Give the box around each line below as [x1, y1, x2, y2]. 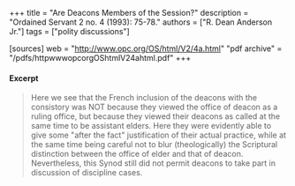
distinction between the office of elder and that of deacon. [30, 149, 244, 160]
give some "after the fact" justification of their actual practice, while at [30, 130, 287, 140]
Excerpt [9, 72, 39, 83]
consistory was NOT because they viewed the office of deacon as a [30, 101, 278, 113]
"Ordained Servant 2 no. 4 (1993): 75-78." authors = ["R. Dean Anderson [9, 17, 272, 27]
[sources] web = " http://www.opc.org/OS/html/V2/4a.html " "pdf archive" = [9, 43, 283, 54]
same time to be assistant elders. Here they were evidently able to [30, 121, 272, 131]
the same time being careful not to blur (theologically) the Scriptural [30, 139, 278, 150]
